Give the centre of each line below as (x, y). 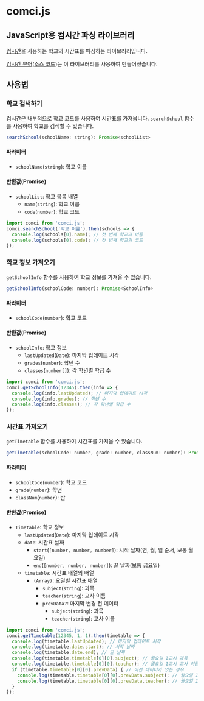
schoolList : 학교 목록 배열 (46, 196)
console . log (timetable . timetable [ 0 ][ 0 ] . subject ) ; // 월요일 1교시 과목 (100, 658)
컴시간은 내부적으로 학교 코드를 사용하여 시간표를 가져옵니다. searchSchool (95, 118)
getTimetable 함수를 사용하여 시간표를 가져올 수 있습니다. (74, 441)
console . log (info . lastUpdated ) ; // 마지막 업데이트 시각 (80, 393)
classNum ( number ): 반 (40, 497)
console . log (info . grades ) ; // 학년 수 (59, 399)
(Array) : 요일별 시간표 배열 (66, 580)
